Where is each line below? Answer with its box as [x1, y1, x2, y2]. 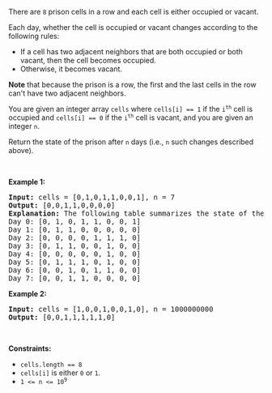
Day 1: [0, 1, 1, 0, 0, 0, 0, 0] [8, 225, 142, 234]
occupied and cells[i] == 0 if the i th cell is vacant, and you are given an [8, 113, 253, 122]
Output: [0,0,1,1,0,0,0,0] [8, 201, 116, 210]
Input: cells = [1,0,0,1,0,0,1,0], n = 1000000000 [8, 305, 214, 314]
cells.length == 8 [19, 361, 83, 369]
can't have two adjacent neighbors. [8, 88, 126, 98]
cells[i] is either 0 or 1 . [19, 368, 101, 378]
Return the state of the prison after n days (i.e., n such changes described [8, 137, 254, 147]
